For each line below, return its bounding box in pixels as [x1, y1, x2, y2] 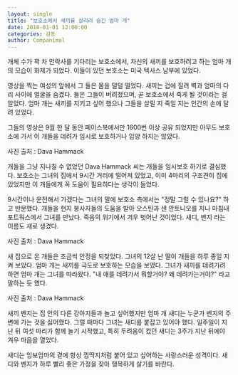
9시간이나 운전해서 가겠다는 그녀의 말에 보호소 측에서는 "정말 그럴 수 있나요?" [7, 195, 222, 204]
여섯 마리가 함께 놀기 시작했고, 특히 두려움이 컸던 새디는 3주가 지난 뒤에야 [22, 327, 226, 335]
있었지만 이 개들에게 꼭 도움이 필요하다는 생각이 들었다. [7, 180, 160, 189]
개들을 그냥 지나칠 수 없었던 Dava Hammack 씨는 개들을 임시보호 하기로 [7, 162, 208, 171]
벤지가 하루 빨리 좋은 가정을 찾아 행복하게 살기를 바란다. [20, 360, 175, 369]
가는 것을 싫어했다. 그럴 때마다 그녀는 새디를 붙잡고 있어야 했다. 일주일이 [20, 318, 220, 327]
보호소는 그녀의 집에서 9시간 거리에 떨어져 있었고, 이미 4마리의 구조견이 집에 [16, 171, 228, 180]
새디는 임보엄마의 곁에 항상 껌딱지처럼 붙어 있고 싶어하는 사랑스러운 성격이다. [7, 351, 221, 359]
